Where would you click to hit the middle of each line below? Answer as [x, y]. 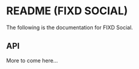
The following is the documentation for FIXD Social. [69, 27]
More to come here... [32, 60]
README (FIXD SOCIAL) [67, 11]
